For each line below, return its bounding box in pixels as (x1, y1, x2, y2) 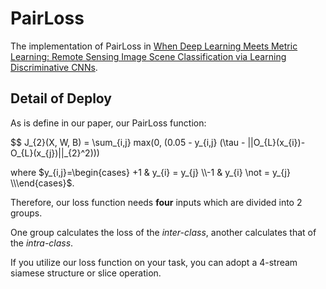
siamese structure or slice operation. (10, 267, 162, 279)
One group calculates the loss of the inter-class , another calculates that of (10, 226, 317, 238)
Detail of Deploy (10, 90, 112, 107)
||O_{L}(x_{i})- (247, 136, 306, 148)
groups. (10, 207, 43, 219)
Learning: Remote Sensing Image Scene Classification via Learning (10, 50, 287, 62)
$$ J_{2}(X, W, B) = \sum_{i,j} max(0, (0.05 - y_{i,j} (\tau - (10, 136, 246, 148)
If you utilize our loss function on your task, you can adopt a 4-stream (10, 256, 298, 268)
